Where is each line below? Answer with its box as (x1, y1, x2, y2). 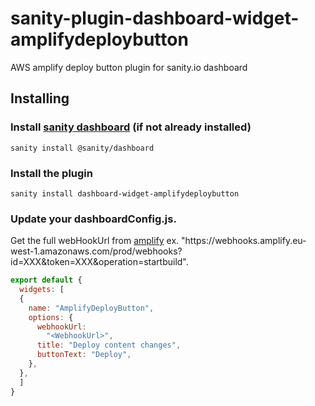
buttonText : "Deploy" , (36, 350, 132, 360)
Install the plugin (10, 166, 93, 180)
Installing (10, 90, 70, 107)
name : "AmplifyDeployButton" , (28, 303, 155, 313)
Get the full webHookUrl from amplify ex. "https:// (10, 235, 216, 247)
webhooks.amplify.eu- (214, 235, 307, 247)
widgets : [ (19, 285, 65, 295)
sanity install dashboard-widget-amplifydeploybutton (10, 188, 240, 199)
